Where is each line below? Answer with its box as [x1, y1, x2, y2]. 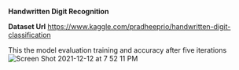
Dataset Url [8, 22, 46, 31]
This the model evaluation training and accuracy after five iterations [8, 46, 227, 54]
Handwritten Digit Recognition [8, 7, 109, 16]
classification [8, 31, 51, 39]
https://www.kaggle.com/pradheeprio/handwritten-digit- [47, 22, 231, 31]
